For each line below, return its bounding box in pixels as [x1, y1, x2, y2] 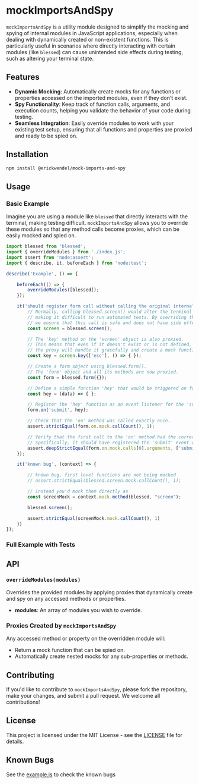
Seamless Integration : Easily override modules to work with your [14, 120, 174, 127]
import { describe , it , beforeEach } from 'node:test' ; [6, 260, 147, 266]
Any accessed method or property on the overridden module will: [6, 635, 166, 642]
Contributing [6, 670, 54, 680]
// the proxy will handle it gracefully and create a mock [27, 347, 176, 353]
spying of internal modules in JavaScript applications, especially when [6, 29, 178, 36]
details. [6, 738, 24, 745]
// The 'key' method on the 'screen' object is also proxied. [27, 336, 184, 342]
